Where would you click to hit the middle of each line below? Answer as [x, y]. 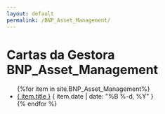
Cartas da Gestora [61, 55]
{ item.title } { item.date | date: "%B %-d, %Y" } [85, 97]
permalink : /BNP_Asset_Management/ [59, 20]
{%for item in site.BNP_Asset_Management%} [83, 89]
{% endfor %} [37, 104]
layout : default [30, 14]
